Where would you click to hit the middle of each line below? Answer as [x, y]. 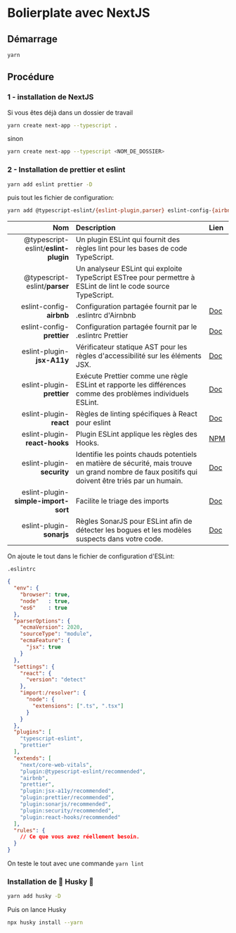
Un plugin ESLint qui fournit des [128, 239]
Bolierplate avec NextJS [79, 13]
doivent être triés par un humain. [130, 481]
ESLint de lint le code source [123, 287]
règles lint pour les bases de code [132, 249]
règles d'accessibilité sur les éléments [139, 356]
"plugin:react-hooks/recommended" [70, 817]
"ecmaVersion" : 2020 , [51, 627]
